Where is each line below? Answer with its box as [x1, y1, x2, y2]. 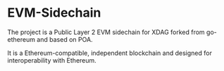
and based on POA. [36, 35, 93, 43]
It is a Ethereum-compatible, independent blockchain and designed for [7, 49, 213, 57]
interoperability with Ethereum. [7, 56, 97, 64]
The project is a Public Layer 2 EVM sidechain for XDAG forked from [7, 28, 206, 36]
